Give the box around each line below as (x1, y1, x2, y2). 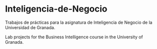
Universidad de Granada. (5, 24, 55, 30)
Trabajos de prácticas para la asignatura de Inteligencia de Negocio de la (5, 19, 153, 25)
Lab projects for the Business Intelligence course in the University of (5, 34, 143, 40)
